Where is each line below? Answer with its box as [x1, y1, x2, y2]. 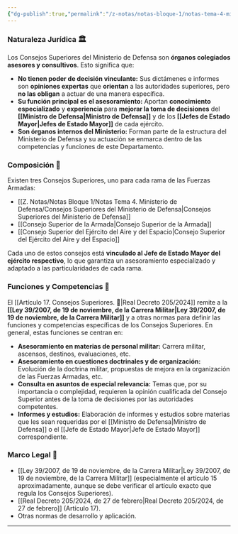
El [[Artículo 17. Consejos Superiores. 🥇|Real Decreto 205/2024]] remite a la [7, 298, 228, 306]
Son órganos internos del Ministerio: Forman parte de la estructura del [17, 127, 227, 136]
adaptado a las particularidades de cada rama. [7, 264, 143, 273]
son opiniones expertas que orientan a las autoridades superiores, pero [17, 82, 230, 90]
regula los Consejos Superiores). [17, 489, 113, 497]
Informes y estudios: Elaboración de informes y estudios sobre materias [17, 410, 230, 418]
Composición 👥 [7, 160, 61, 170]
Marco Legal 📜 [7, 450, 58, 460]
